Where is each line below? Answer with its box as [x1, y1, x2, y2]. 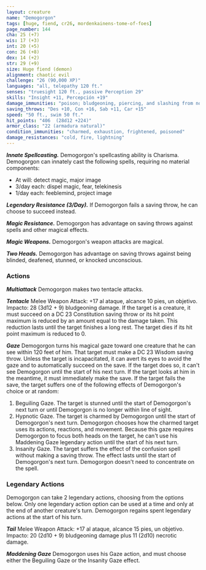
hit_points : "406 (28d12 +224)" [6, 117, 92, 123]
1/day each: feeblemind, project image [15, 189, 112, 196]
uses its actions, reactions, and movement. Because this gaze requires [15, 426, 194, 433]
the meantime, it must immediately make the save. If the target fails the [6, 375, 186, 382]
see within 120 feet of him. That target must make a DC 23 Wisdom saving [6, 349, 194, 356]
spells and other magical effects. [6, 226, 89, 233]
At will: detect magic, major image [15, 176, 101, 183]
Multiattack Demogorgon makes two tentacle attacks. [6, 286, 144, 293]
